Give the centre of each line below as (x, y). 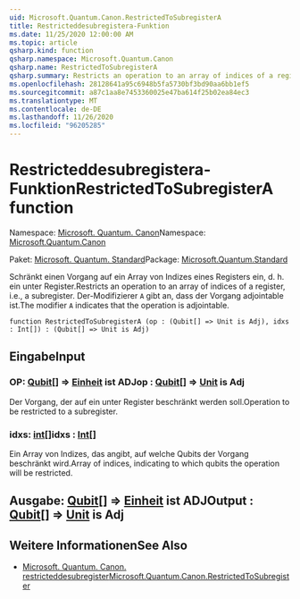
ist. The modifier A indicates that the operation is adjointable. (119, 305)
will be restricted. (41, 472)
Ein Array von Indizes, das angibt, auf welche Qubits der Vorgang (129, 453)
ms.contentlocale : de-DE (55, 109)
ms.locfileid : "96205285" (57, 126)
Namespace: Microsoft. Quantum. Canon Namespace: (108, 232)
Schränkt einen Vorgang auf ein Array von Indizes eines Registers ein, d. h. (147, 276)
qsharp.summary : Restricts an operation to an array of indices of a (142, 76)
